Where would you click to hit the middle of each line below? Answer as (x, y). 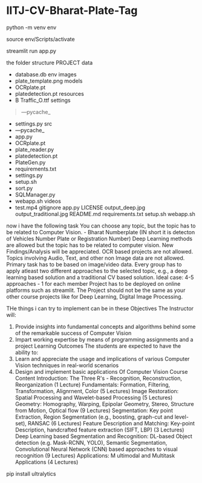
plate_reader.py (34, 149)
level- (182, 417)
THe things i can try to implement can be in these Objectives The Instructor (100, 308)
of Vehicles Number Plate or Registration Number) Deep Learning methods (99, 238)
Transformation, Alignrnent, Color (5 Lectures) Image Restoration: (97, 391)
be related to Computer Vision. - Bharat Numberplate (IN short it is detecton (101, 232)
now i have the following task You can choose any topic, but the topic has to (101, 226)
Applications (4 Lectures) (47, 462)
